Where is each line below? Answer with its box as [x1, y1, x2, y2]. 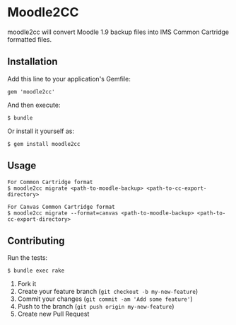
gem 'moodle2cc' [7, 88, 55, 96]
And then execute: [7, 101, 61, 109]
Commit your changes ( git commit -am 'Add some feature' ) [17, 295, 193, 303]
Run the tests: [7, 253, 48, 262]
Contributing [7, 234, 65, 246]
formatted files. [7, 35, 52, 43]
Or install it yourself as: [7, 127, 74, 135]
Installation [7, 56, 58, 68]
